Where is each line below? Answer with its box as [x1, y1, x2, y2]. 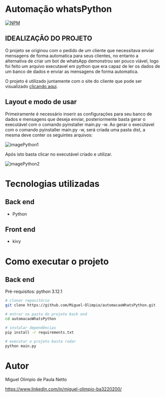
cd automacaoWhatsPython [5, 316, 56, 321]
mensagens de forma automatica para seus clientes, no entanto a [5, 53, 139, 58]
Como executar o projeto [5, 256, 109, 267]
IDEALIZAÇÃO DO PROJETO [5, 34, 92, 43]
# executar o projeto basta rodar [5, 339, 77, 344]
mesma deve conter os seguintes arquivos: [5, 132, 93, 138]
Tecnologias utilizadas [5, 178, 100, 189]
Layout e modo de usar [5, 98, 77, 106]
